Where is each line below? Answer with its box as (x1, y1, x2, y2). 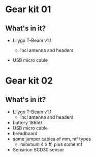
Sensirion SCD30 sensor (12, 147, 65, 152)
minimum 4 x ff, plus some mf (20, 141, 83, 147)
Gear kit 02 (5, 75, 53, 87)
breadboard (12, 130, 38, 136)
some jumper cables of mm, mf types (12, 136, 91, 142)
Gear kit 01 (5, 4, 51, 15)
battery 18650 (12, 120, 42, 125)
